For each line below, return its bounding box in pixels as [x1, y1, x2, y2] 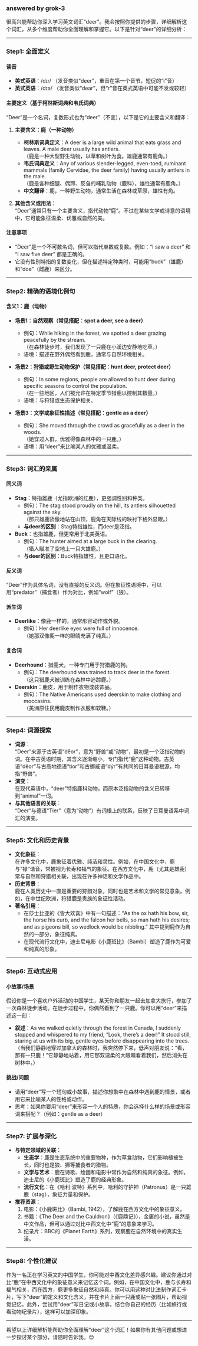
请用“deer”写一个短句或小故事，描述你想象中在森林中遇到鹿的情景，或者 [14, 1088, 191, 1095]
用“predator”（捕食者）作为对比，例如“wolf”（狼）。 [6, 589, 132, 596]
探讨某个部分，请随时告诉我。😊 [16, 1334, 94, 1341]
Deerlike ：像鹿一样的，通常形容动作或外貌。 [14, 618, 124, 625]
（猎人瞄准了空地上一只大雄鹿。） [23, 545, 104, 553]
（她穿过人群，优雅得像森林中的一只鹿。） [23, 435, 125, 442]
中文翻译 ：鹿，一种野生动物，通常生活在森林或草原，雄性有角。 [23, 187, 179, 194]
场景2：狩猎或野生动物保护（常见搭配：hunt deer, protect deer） [14, 363, 174, 370]
